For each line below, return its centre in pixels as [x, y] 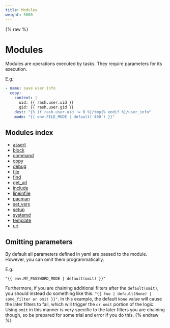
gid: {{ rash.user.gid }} [46, 107]
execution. [16, 69]
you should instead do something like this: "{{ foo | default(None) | [78, 293]
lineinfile [21, 193]
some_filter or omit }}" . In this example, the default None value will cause [84, 299]
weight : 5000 [19, 15]
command [23, 156]
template [22, 220]
